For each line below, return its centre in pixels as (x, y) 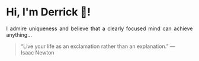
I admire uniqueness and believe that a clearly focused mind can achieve (99, 28)
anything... (19, 34)
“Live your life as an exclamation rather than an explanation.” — (98, 46)
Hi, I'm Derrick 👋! (48, 12)
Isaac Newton (37, 52)
